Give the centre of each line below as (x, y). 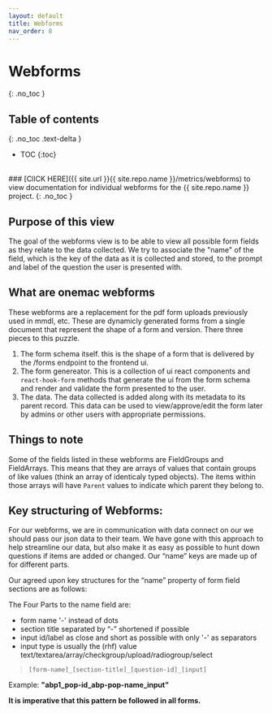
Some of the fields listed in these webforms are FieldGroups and (116, 459)
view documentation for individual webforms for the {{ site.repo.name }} (129, 188)
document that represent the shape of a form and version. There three (126, 329)
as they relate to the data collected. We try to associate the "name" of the (131, 249)
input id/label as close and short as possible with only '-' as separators (138, 637)
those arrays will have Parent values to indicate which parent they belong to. (136, 485)
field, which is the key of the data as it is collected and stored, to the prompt (136, 258)
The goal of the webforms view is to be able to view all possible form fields (134, 241)
